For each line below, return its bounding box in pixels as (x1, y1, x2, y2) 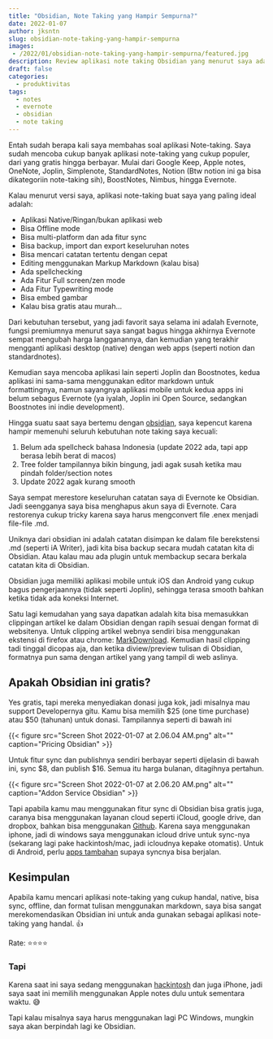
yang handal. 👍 (31, 919, 84, 928)
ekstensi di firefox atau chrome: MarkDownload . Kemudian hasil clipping (8, 635, 250, 644)
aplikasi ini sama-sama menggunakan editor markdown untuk (8, 376, 214, 386)
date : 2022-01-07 (8, 20, 67, 28)
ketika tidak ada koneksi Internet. (8, 593, 119, 603)
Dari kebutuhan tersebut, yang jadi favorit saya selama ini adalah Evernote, (8, 317, 258, 326)
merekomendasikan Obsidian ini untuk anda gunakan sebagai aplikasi (8, 909, 241, 919)
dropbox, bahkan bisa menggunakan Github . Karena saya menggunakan (8, 821, 250, 831)
